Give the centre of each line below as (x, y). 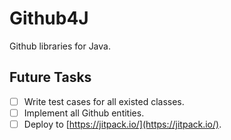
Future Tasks (50, 77)
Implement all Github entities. (84, 113)
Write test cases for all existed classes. (104, 101)
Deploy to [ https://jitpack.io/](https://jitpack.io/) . (122, 124)
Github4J (49, 18)
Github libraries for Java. (60, 46)
